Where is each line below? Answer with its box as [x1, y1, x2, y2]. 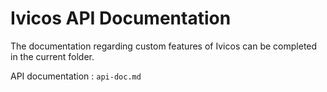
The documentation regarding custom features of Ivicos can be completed [10, 40, 318, 52]
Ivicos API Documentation [10, 7, 232, 30]
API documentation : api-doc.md [10, 70, 142, 82]
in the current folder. [10, 50, 95, 62]
